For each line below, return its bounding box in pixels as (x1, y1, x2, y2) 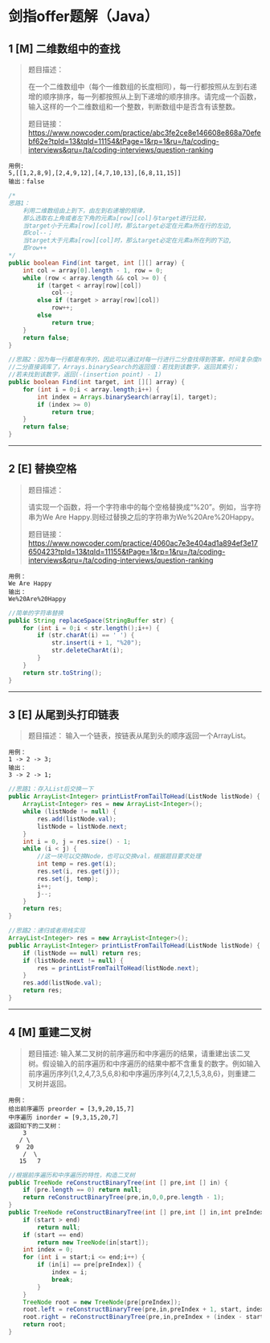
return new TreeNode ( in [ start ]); (37, 1239, 149, 1247)
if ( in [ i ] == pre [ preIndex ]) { (37, 1261, 142, 1269)
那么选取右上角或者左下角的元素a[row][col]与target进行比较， (22, 214, 211, 222)
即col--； (22, 229, 54, 237)
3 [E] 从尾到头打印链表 (8, 708, 120, 722)
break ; (51, 1275, 74, 1284)
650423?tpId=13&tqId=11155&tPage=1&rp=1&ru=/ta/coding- (27, 547, 226, 556)
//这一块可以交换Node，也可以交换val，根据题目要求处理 (37, 853, 202, 861)
